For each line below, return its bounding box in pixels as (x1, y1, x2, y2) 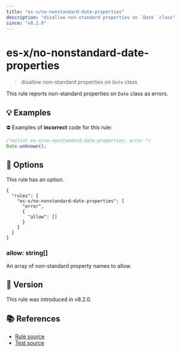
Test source (14, 339, 45, 346)
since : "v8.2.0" (6, 20, 47, 26)
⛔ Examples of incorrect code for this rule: (6, 124, 113, 131)
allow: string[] (6, 249, 48, 257)
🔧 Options (6, 160, 44, 170)
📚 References (6, 314, 61, 324)
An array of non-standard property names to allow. (6, 262, 132, 269)
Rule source (14, 333, 45, 340)
